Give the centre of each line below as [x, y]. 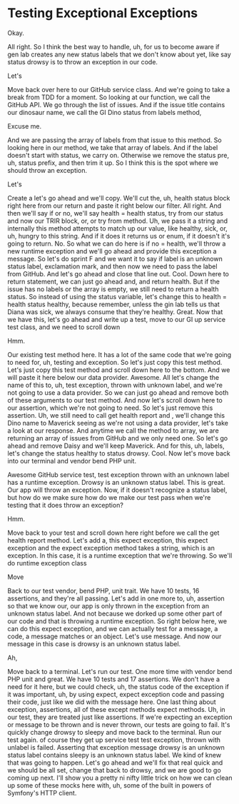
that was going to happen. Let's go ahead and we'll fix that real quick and [115, 763]
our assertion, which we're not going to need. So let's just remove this [110, 408]
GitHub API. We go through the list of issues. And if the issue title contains [116, 104]
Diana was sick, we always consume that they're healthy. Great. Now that [115, 311]
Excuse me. [24, 126]
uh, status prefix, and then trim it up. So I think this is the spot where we [113, 163]
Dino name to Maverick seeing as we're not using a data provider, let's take [118, 423]
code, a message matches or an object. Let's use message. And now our [115, 636]
